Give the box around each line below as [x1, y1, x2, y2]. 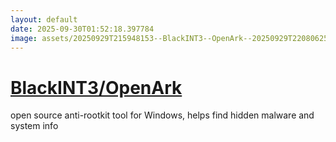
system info [10, 120, 59, 132]
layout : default [10, 14, 78, 25]
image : [10, 33, 38, 43]
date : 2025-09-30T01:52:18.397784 [10, 24, 155, 34]
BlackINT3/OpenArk [10, 76, 183, 99]
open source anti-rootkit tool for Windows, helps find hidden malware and [10, 109, 315, 121]
